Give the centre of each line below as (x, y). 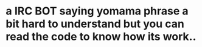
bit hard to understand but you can (95, 24)
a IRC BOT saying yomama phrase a (97, 11)
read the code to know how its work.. (101, 37)
